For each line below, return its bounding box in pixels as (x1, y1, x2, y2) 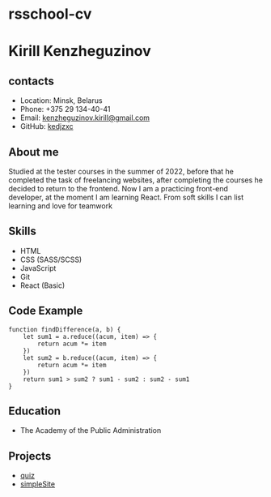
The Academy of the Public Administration (19, 426, 162, 435)
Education (8, 405, 61, 418)
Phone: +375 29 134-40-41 (19, 105, 111, 114)
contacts (8, 74, 54, 88)
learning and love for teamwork (8, 201, 113, 211)
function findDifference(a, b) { (8, 325, 121, 333)
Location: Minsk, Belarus (19, 96, 103, 105)
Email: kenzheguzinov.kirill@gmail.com (19, 113, 150, 122)
